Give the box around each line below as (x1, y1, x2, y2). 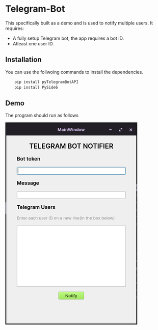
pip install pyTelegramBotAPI (14, 79, 79, 85)
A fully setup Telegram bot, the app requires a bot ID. (12, 35, 124, 41)
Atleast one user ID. (12, 40, 55, 46)
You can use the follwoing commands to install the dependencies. (5, 69, 144, 75)
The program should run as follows (5, 113, 79, 119)
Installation (5, 56, 42, 64)
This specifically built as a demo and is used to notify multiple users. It (5, 20, 153, 26)
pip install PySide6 (14, 85, 58, 90)
